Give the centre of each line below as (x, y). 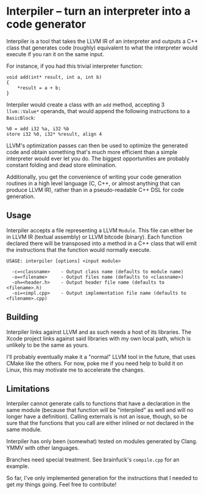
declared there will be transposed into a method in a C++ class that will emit (102, 243)
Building (22, 317)
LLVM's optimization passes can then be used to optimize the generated (97, 146)
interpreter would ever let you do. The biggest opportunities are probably (98, 158)
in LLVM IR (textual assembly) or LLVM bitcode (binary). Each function (94, 237)
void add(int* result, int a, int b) (54, 77)
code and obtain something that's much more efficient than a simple (92, 152)
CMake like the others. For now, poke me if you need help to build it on (95, 363)
